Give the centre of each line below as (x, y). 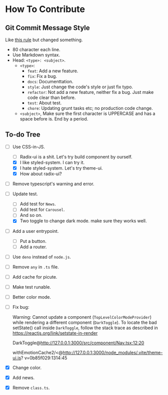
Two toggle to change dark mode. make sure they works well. (83, 221)
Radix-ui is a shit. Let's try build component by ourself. (76, 157)
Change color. (27, 368)
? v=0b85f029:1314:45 (44, 358)
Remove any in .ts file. (35, 267)
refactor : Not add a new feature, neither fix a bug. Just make (90, 92)
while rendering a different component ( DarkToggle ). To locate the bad (84, 323)
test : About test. (44, 103)
